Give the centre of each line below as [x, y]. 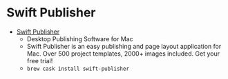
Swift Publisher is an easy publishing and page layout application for [124, 46]
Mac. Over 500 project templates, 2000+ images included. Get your [123, 54]
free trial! [40, 60]
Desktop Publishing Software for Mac [80, 38]
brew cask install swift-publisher [78, 69]
